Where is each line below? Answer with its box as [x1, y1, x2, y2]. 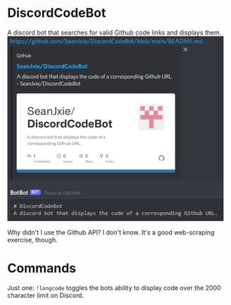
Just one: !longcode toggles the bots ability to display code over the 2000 [7, 283, 221, 292]
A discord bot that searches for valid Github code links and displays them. [7, 28, 222, 37]
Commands [7, 261, 77, 276]
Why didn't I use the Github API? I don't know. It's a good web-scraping [7, 228, 215, 237]
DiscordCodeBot [7, 5, 106, 21]
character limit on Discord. [7, 291, 85, 299]
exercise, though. [7, 235, 58, 244]
